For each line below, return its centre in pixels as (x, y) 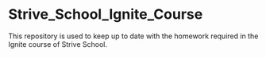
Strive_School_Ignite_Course (106, 14)
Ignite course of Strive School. (58, 44)
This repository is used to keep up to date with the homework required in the (133, 36)
